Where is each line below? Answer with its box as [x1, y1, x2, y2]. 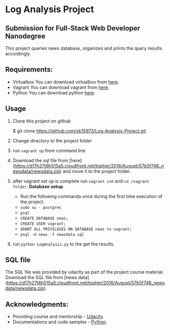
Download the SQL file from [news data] [5, 275, 89, 281]
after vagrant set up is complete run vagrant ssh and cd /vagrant [12, 178, 150, 184]
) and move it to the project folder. [60, 168, 131, 174]
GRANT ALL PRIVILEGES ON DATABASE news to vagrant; [20, 226, 132, 232]
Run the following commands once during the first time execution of [20, 193, 162, 199]
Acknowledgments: [5, 300, 69, 309]
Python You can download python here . [12, 89, 95, 96]
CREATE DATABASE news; [20, 216, 69, 221]
